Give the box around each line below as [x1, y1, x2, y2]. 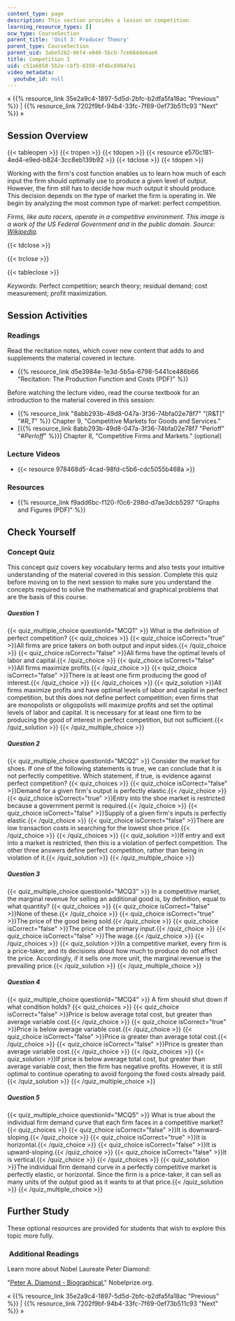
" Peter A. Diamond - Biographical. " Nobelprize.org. [7, 1278, 154, 1287]
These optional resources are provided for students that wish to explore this [7, 1224, 226, 1232]
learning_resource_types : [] [7, 23, 92, 30]
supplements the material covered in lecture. [7, 354, 136, 362]
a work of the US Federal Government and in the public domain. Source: [7, 220, 215, 228]
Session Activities [7, 309, 88, 321]
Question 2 [7, 739, 40, 748]
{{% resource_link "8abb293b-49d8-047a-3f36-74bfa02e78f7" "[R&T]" [17, 409, 225, 417]
